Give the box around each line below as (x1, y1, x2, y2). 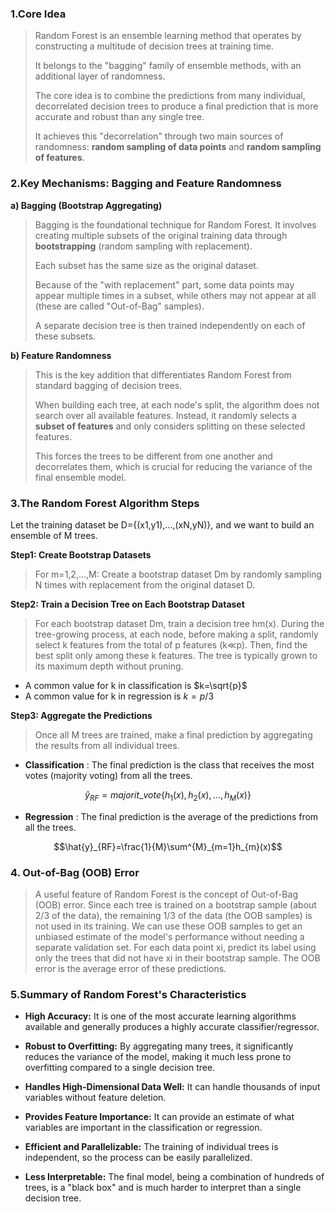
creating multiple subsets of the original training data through (34, 229, 288, 241)
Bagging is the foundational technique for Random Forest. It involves (34, 218, 317, 231)
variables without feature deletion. (24, 1092, 167, 1104)
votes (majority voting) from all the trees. (24, 769, 193, 781)
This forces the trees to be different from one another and (34, 450, 273, 462)
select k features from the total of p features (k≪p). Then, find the (34, 638, 308, 651)
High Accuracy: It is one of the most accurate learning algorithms (24, 1010, 297, 1022)
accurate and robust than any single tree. (34, 111, 205, 123)
